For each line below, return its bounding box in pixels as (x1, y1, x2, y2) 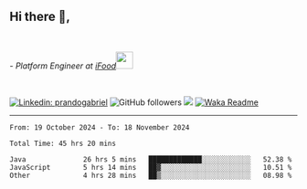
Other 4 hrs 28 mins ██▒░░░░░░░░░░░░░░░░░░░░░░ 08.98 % (9, 171, 292, 180)
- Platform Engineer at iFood (9, 60, 117, 71)
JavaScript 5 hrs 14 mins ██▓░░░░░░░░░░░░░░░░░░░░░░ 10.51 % (9, 163, 292, 172)
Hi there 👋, (9, 9, 70, 25)
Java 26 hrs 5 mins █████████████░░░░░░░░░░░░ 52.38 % (9, 154, 292, 164)
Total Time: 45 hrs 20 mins (9, 139, 117, 148)
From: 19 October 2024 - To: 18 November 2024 (9, 122, 190, 132)
